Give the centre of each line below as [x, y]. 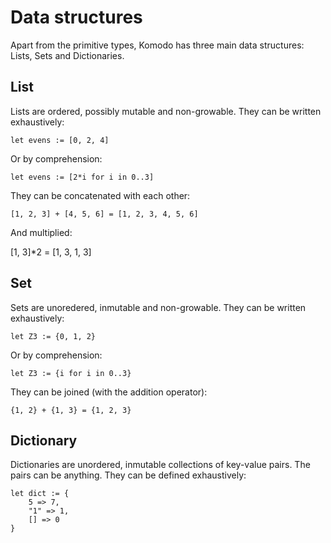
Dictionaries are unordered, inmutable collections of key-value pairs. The [160, 465]
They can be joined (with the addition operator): [109, 392]
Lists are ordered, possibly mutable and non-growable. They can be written [166, 111]
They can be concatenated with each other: [100, 195]
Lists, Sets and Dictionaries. [67, 55]
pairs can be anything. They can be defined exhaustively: [128, 475]
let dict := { [40, 494]
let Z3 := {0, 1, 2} [53, 336]
